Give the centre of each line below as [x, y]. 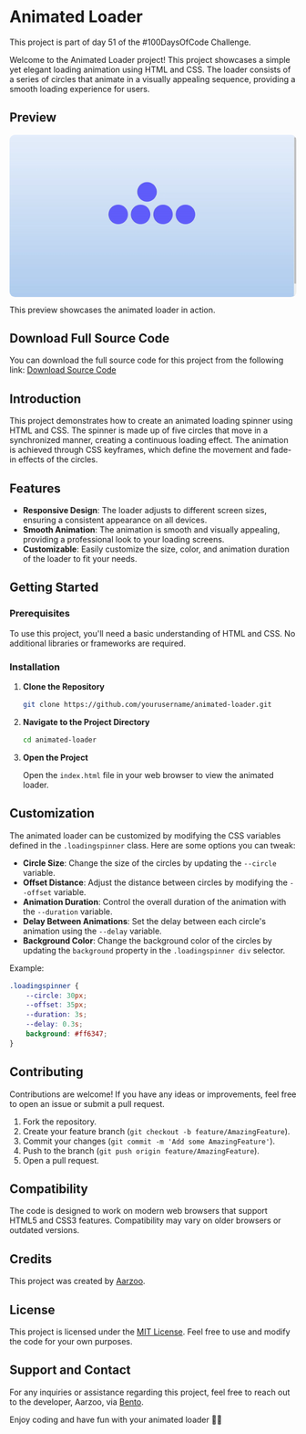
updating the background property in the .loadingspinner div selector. [154, 950]
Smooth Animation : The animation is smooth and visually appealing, [151, 530]
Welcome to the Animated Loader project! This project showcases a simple [150, 59]
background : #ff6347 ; [66, 1034]
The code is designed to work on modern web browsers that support [139, 1211]
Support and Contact [70, 1371]
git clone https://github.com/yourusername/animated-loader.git [147, 705]
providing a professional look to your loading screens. [123, 540]
